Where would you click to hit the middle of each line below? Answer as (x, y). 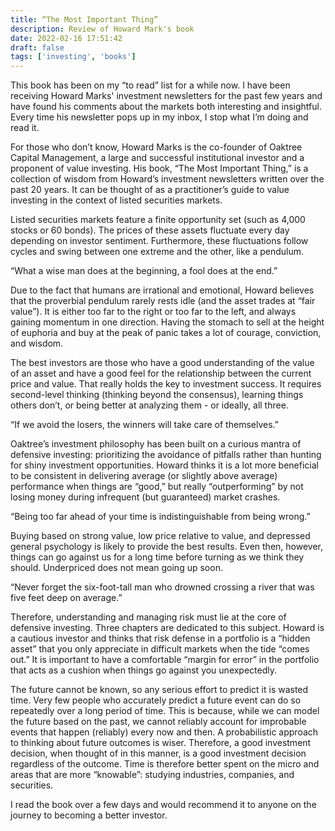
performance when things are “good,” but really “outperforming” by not (157, 487)
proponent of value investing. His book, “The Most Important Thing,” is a (159, 168)
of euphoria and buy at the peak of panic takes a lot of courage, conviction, (166, 333)
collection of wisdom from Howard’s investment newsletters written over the (167, 179)
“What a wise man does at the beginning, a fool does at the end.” (144, 271)
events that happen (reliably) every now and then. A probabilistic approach (164, 732)
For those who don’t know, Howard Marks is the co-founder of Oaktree (156, 147)
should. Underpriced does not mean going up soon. (116, 568)
